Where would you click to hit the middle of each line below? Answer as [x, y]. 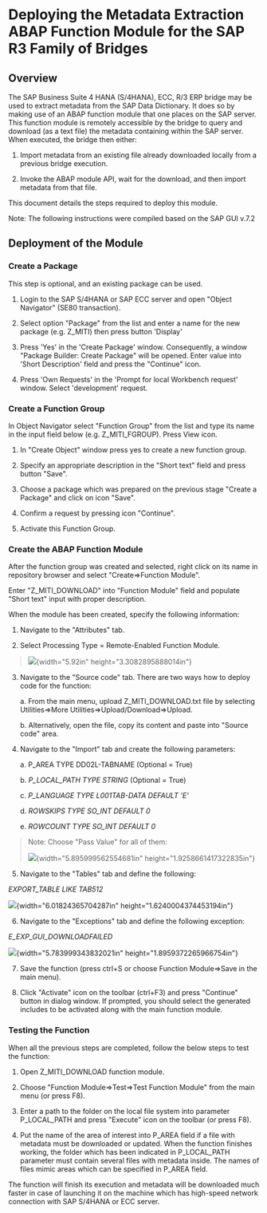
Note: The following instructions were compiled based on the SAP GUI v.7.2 [132, 218]
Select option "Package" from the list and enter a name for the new [130, 323]
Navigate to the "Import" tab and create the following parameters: [128, 749]
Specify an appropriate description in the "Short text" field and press [133, 465]
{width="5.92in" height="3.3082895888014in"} [114, 662]
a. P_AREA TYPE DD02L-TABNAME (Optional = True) [106, 765]
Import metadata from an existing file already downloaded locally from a [138, 155]
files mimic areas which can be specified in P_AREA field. [114, 1169]
